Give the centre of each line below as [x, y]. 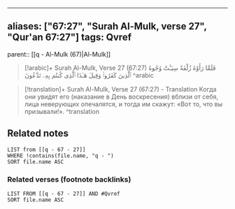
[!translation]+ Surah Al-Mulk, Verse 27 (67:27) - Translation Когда [120, 89]
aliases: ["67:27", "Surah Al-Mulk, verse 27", [107, 26]
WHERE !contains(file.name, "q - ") [60, 156]
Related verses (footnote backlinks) [69, 179]
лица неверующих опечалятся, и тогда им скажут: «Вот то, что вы [123, 104]
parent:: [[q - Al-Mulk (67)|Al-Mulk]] [59, 54]
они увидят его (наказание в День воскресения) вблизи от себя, [121, 96]
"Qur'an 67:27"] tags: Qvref [69, 37]
